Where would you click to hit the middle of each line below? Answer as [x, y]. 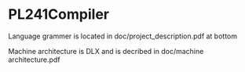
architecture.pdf [34, 59]
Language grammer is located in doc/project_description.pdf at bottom [123, 36]
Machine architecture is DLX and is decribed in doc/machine [106, 51]
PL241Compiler [59, 14]
